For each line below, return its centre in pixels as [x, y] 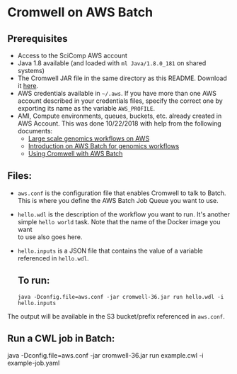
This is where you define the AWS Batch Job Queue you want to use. [118, 200]
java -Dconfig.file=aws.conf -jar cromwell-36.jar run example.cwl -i [105, 356]
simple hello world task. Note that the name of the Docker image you [119, 221]
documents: [35, 131]
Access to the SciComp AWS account [72, 55]
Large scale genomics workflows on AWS [89, 138]
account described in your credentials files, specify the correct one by [120, 101]
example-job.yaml [34, 363]
